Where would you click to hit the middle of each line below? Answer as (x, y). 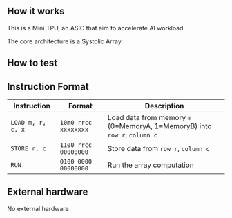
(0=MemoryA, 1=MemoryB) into (159, 126)
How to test (32, 63)
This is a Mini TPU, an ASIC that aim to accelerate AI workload (95, 28)
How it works (36, 11)
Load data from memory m (149, 118)
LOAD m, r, (28, 123)
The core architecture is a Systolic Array (65, 41)
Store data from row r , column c (158, 149)
